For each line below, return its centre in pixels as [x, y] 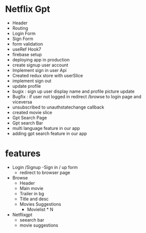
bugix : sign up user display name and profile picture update [73, 91]
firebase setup [27, 54]
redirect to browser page [45, 173]
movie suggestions [39, 225]
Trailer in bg [32, 193]
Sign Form [23, 39]
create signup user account [40, 65]
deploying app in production [41, 59]
